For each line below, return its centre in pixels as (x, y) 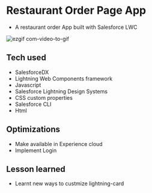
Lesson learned (36, 169)
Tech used (26, 58)
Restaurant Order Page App (76, 11)
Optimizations (33, 130)
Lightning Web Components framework (64, 78)
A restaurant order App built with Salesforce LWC (76, 27)
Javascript (28, 85)
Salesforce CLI (33, 104)
